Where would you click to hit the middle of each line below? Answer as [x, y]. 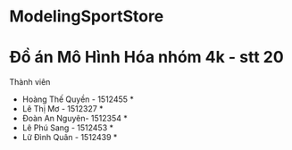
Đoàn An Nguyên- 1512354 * [75, 119]
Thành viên [30, 82]
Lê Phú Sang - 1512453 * [68, 128]
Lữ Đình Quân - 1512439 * [70, 137]
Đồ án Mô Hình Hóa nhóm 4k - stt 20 [146, 58]
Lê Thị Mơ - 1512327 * [63, 109]
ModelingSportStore [87, 17]
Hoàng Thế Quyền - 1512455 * [78, 99]
